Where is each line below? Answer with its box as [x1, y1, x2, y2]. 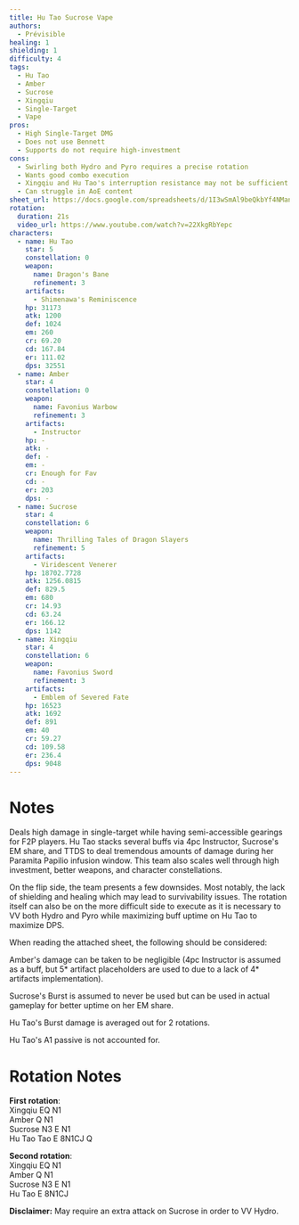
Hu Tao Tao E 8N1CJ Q [9, 1133, 93, 1144]
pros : [9, 121, 29, 130]
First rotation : [9, 1096, 61, 1106]
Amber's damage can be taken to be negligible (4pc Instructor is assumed [9, 955, 281, 966]
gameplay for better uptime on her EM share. [9, 1000, 174, 1011]
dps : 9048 [25, 759, 62, 768]
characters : [9, 228, 53, 237]
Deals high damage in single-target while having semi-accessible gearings [9, 826, 283, 838]
